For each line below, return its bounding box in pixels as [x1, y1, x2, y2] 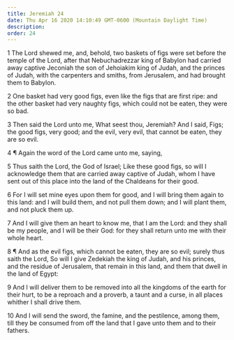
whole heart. [7, 234, 44, 242]
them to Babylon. [7, 78, 57, 87]
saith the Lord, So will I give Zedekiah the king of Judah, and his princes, [7, 255, 217, 263]
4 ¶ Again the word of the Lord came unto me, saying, [7, 149, 163, 157]
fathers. [7, 326, 30, 335]
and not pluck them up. [7, 205, 74, 214]
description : [7, 23, 45, 30]
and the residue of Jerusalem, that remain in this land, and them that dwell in [7, 263, 228, 271]
